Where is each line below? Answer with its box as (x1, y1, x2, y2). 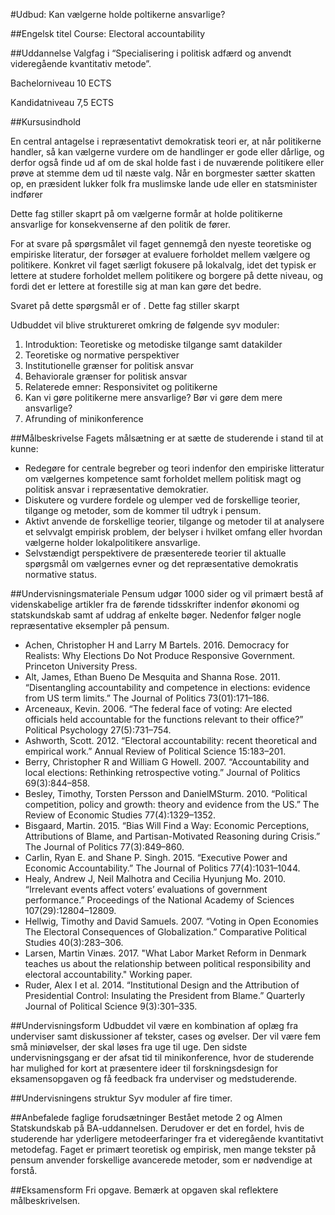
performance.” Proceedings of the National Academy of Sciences (24, 894, 295, 906)
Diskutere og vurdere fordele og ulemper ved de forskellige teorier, (24, 494, 301, 506)
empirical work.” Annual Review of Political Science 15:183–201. (24, 745, 287, 757)
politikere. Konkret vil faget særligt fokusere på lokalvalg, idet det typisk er (10, 259, 317, 271)
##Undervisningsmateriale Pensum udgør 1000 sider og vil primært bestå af (10, 588, 324, 599)
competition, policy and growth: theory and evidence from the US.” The (24, 799, 320, 810)
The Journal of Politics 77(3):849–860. (24, 841, 185, 853)
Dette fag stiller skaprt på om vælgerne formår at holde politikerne (10, 208, 283, 219)
